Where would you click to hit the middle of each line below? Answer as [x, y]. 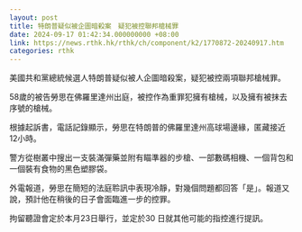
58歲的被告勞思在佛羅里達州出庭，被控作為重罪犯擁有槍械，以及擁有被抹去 [148, 97]
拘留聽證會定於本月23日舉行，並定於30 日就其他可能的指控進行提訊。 [139, 219]
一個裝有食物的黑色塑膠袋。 [61, 169]
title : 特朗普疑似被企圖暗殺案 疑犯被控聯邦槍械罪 [94, 26]
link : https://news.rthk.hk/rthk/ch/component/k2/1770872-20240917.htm [146, 43]
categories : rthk [42, 51]
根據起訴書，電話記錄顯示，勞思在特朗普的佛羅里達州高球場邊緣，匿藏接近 [147, 128]
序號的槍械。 [33, 108]
